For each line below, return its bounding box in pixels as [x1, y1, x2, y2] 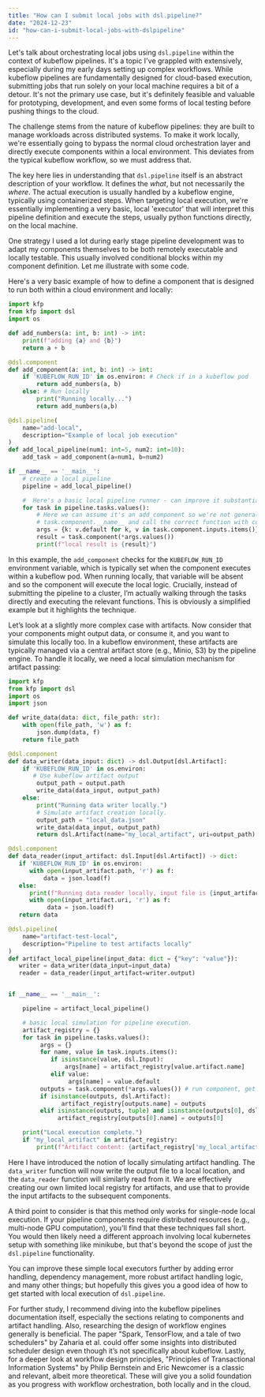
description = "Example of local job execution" [22, 431, 178, 439]
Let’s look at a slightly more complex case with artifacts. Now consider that [8, 620, 252, 630]
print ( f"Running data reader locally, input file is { [28, 889, 214, 897]
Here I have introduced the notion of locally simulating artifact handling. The [8, 1157, 256, 1167]
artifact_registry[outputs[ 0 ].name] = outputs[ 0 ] [58, 1114, 224, 1122]
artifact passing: [8, 662, 62, 672]
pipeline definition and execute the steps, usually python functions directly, [8, 212, 252, 222]
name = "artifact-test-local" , [22, 932, 118, 940]
